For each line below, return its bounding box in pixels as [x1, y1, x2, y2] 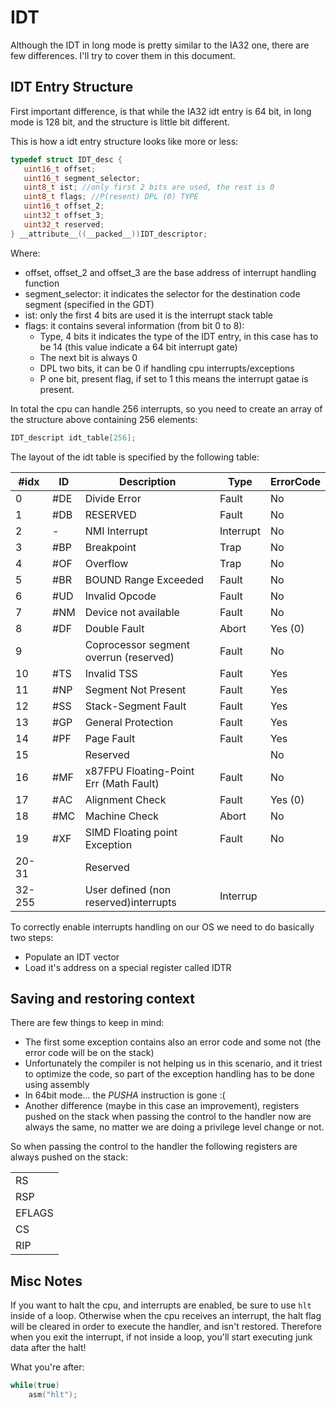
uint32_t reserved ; [23, 219, 105, 230]
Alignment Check [84, 792, 167, 806]
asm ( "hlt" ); [28, 1390, 78, 1400]
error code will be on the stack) [24, 1047, 155, 1059]
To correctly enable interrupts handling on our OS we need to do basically [10, 921, 315, 933]
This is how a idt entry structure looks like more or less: [10, 135, 239, 147]
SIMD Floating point [84, 825, 178, 839]
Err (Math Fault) [84, 776, 160, 790]
